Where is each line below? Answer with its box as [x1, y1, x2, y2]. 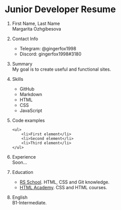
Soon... [12, 159, 27, 165]
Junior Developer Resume [5, 4, 116, 15]
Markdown [19, 91, 43, 97]
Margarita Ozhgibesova [12, 25, 61, 32]
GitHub [19, 85, 35, 92]
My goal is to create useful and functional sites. [12, 66, 111, 72]
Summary [12, 61, 32, 67]
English [12, 194, 28, 200]
